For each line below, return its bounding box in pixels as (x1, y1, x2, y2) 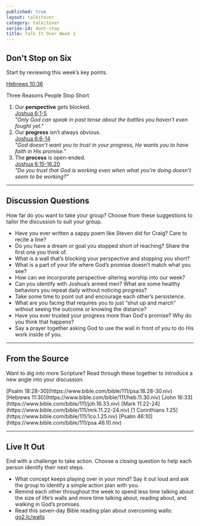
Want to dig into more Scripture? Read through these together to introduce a (6, 369, 193, 376)
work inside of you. (14, 331, 62, 338)
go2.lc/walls (14, 513, 45, 521)
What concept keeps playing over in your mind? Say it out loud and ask (14, 475, 189, 483)
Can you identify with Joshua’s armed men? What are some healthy (14, 280, 180, 287)
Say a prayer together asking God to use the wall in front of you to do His (14, 324, 194, 331)
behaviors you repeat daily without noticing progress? (14, 287, 147, 294)
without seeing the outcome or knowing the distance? (14, 305, 147, 313)
